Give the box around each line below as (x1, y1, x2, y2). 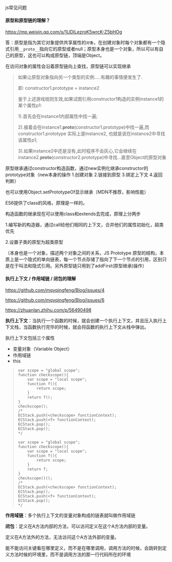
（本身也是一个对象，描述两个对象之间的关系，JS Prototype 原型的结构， (5, 250, 160, 256)
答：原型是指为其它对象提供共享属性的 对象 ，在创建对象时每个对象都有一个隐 (5, 40, 165, 46)
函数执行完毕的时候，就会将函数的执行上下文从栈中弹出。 (27, 324, 149, 330)
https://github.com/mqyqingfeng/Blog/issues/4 (5, 287, 105, 294)
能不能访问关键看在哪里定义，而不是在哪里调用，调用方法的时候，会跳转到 (5, 545, 162, 551)
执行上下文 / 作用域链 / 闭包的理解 (5, 275, 76, 281)
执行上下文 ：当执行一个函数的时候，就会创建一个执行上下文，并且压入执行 (5, 318, 162, 324)
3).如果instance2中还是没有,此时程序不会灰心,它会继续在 (17, 148, 137, 154)
